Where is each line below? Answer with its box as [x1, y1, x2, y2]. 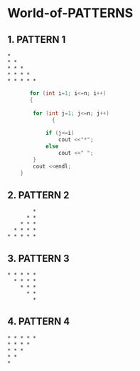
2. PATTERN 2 [7, 189, 70, 201]
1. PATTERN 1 [7, 34, 66, 46]
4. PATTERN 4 [7, 315, 70, 327]
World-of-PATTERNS [7, 5, 134, 21]
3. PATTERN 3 [7, 252, 70, 265]
